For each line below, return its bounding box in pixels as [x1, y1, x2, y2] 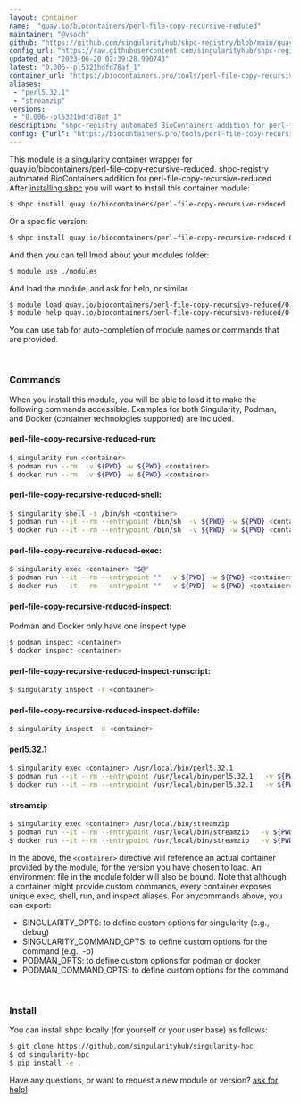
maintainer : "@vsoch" [9, 29, 90, 38]
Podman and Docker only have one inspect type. [9, 620, 189, 631]
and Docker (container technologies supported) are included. [9, 413, 235, 424]
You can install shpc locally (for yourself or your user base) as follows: [9, 1024, 268, 1035]
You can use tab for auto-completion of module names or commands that [9, 324, 279, 335]
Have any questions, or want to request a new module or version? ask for [9, 1075, 279, 1085]
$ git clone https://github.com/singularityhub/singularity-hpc [9, 1042, 254, 1051]
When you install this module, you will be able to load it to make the [9, 394, 257, 405]
